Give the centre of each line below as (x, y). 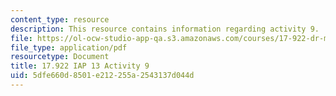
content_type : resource (60, 19)
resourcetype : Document (60, 57)
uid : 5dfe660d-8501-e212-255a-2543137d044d (102, 76)
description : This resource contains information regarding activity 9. (165, 29)
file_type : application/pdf (69, 47)
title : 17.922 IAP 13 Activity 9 (80, 66)
